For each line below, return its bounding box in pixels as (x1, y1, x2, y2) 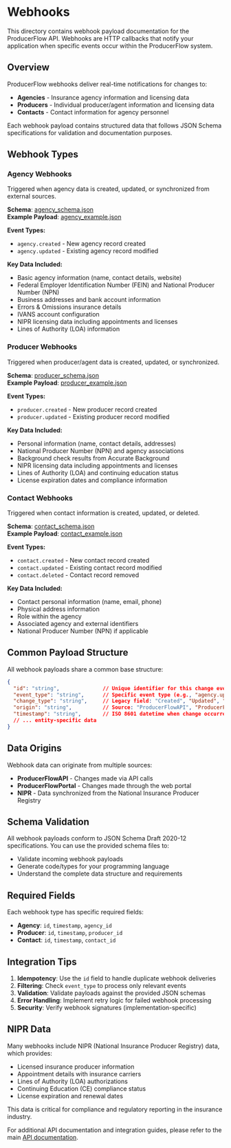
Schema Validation (7, 816, 89, 828)
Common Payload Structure (7, 647, 129, 658)
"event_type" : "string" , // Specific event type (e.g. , (13, 691, 192, 698)
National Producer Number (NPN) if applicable (16, 627, 149, 635)
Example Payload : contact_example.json (7, 530, 122, 538)
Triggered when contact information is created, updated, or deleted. (7, 509, 200, 517)
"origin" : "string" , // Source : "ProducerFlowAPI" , (13, 704, 192, 711)
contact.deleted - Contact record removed (16, 571, 140, 579)
